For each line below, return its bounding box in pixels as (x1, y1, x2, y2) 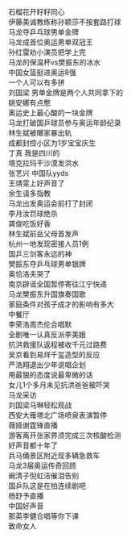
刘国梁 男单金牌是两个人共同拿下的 (8, 88, 123, 97)
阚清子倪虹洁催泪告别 (8, 471, 79, 480)
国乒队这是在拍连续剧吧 (8, 481, 86, 490)
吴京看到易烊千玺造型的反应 (8, 350, 100, 359)
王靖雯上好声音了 (8, 178, 65, 188)
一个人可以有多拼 (8, 77, 65, 87)
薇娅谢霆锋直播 (8, 420, 58, 430)
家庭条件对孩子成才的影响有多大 (8, 299, 114, 309)
